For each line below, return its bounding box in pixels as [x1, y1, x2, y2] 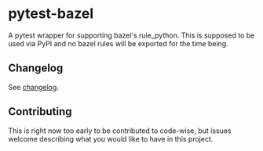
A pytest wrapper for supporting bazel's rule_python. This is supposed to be [8, 31, 255, 40]
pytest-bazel [8, 5, 94, 23]
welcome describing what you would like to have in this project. [8, 134, 214, 143]
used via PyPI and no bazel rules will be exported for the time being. [8, 38, 229, 48]
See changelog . [8, 82, 59, 92]
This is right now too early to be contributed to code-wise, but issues [8, 126, 232, 135]
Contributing [8, 105, 72, 118]
